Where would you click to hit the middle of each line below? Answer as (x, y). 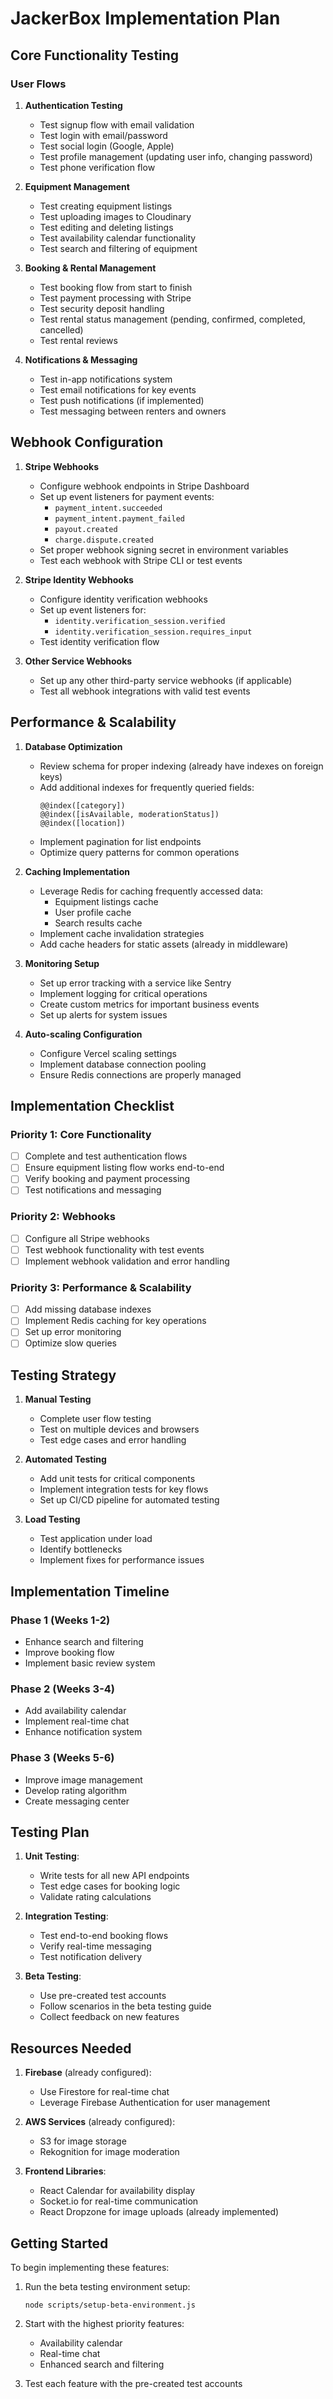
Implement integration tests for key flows (124, 1489)
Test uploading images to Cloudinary (115, 216)
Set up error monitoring (73, 1332)
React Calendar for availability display (117, 2191)
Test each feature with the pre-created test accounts (133, 2383)
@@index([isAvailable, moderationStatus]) (129, 814)
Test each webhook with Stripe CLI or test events (141, 560)
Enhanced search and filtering (102, 2364)
